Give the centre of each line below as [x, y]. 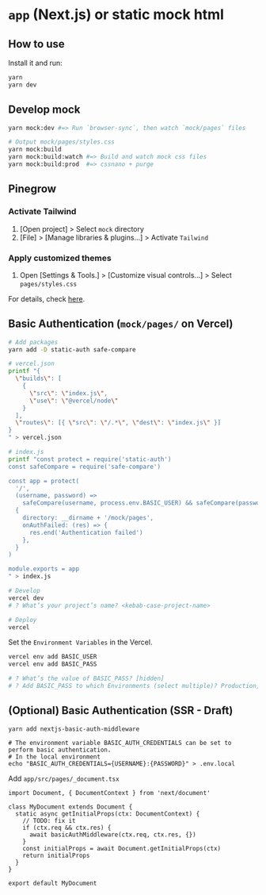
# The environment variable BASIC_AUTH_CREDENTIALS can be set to [120, 743]
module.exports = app [44, 569]
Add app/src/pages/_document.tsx [64, 778]
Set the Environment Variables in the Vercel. [80, 642]
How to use [36, 44]
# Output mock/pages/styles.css [61, 142]
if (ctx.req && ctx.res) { [67, 828]
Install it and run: [36, 63]
